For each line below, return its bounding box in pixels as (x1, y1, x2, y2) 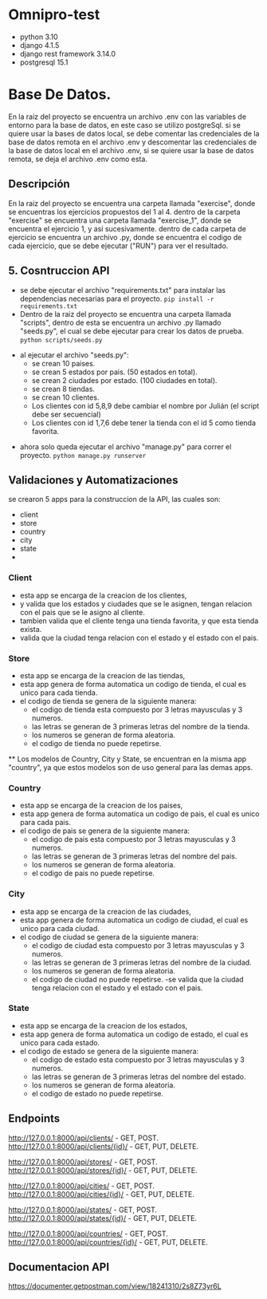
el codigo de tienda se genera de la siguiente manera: (19, 696, 197, 705)
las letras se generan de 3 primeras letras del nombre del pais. (31, 851, 238, 861)
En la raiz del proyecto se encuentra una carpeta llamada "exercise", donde (8, 198, 256, 208)
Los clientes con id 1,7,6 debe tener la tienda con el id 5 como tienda (31, 417, 257, 428)
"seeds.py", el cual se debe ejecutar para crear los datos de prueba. (19, 326, 245, 336)
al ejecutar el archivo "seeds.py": (19, 349, 129, 360)
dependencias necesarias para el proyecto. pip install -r (19, 294, 214, 303)
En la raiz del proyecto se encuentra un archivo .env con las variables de (8, 112, 247, 121)
